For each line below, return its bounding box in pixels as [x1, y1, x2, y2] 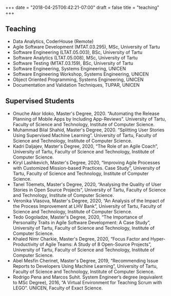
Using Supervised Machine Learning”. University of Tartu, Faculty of [12, 132, 158, 138]
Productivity [12, 241, 39, 247]
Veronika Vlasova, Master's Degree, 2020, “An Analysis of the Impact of [12, 198, 165, 204]
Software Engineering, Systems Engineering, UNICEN [12, 65, 126, 71]
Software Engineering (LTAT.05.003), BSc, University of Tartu [12, 49, 143, 55]
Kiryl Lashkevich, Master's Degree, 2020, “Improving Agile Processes [12, 159, 160, 166]
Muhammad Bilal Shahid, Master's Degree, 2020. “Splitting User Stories [12, 127, 165, 133]
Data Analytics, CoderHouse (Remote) [12, 38, 94, 44]
